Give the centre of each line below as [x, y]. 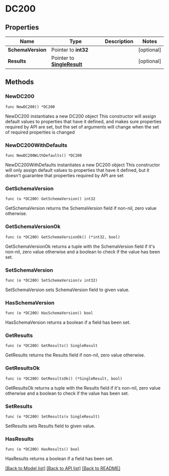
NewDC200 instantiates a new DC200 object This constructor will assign [81, 116]
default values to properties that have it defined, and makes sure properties [83, 122]
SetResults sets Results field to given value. [50, 426]
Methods [20, 82]
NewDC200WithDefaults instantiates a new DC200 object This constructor [83, 165]
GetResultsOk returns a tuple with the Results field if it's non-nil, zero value [83, 388]
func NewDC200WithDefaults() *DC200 [44, 155]
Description [119, 41]
